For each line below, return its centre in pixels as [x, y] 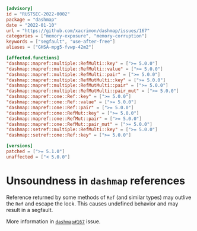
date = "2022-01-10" [32, 25]
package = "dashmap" [32, 20]
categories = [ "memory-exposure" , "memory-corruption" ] [77, 36]
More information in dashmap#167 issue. [53, 221]
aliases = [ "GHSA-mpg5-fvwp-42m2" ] [50, 48]
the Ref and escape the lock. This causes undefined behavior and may [92, 203]
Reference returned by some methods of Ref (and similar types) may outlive [99, 197]
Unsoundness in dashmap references [96, 181]
